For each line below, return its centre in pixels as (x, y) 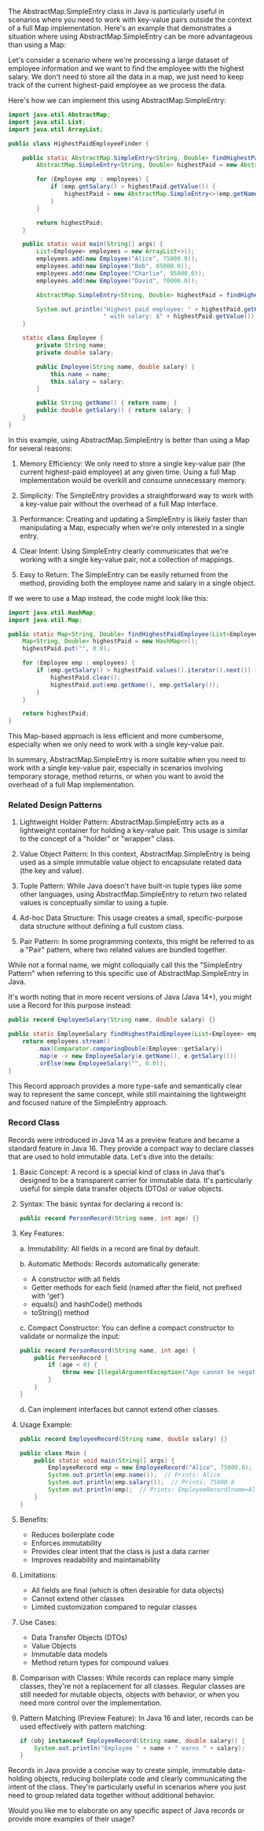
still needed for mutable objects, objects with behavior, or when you (129, 1694)
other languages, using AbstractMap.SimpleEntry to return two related (133, 894)
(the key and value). (52, 871)
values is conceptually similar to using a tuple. (94, 903)
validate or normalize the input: (70, 1335)
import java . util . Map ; (45, 620)
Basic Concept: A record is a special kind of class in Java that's (122, 1172)
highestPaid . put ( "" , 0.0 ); (66, 649)
